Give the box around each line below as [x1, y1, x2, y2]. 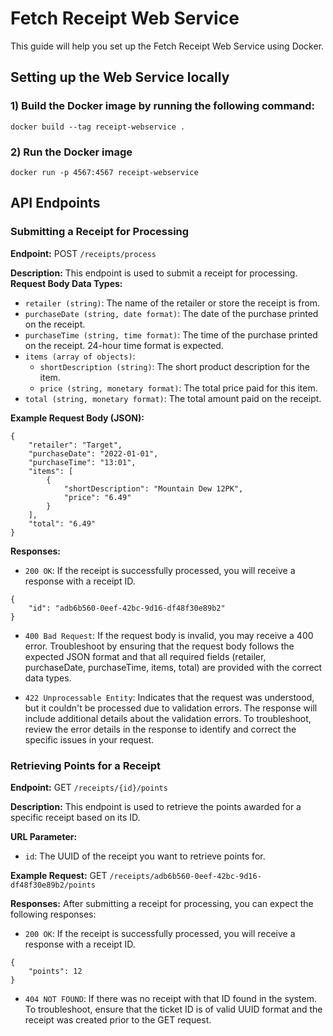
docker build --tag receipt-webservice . [10, 122, 186, 132]
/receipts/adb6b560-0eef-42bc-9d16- [109, 871, 262, 881]
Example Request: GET [10, 869, 108, 881]
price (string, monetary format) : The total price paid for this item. [39, 382, 318, 394]
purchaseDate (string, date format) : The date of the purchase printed [24, 307, 319, 319]
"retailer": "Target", [28, 440, 123, 450]
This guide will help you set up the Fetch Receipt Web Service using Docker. [10, 40, 325, 52]
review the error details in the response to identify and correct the [24, 723, 297, 735]
